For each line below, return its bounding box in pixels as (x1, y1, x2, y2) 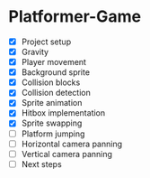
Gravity (21, 47, 49, 57)
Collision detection (21, 88, 91, 98)
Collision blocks (21, 77, 81, 88)
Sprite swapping (21, 117, 83, 128)
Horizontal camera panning (21, 138, 123, 149)
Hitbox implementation (21, 108, 106, 118)
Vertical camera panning (21, 148, 113, 159)
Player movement (21, 57, 87, 68)
